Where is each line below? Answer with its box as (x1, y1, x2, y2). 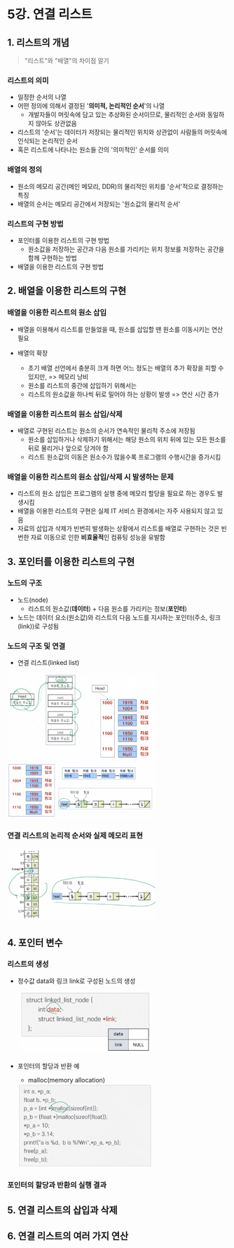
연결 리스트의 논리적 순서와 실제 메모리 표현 (7, 831, 144, 840)
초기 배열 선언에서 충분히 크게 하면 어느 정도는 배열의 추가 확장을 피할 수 (27, 363, 224, 372)
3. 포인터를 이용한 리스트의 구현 (7, 556, 135, 568)
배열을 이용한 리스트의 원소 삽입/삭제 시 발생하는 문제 (7, 471, 174, 481)
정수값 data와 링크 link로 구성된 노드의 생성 (17, 977, 136, 985)
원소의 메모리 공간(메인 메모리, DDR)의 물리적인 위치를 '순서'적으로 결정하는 (17, 182, 224, 190)
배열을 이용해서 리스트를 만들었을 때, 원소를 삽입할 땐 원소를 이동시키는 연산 (17, 325, 223, 333)
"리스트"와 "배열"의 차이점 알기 (24, 57, 110, 65)
